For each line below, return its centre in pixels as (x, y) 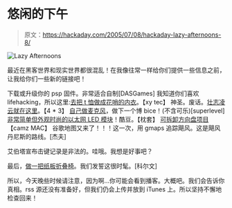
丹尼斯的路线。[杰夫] (37, 136)
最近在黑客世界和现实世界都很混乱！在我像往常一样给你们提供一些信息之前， (116, 70)
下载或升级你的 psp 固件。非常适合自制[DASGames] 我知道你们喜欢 (103, 93)
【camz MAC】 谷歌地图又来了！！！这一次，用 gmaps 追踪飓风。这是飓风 (114, 128)
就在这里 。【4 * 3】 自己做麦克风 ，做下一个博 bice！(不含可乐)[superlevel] (119, 111)
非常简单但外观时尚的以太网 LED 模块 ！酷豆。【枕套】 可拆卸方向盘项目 (108, 119)
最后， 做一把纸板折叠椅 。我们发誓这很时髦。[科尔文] (82, 166)
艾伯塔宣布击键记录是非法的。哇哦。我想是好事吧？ (80, 151)
